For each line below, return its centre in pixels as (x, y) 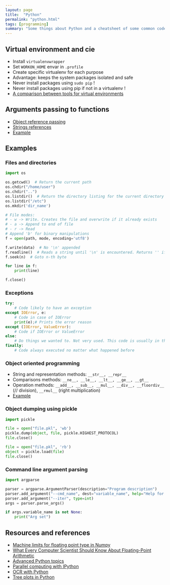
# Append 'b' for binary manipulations (47, 234)
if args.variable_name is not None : (44, 512)
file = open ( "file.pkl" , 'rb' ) (38, 447)
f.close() (16, 280)
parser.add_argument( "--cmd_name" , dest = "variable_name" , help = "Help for (85, 493)
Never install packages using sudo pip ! (54, 83)
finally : (14, 346)
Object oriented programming (42, 363)
